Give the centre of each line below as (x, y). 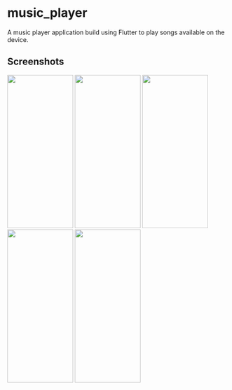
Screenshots (36, 62)
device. (18, 39)
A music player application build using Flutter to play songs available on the (116, 32)
